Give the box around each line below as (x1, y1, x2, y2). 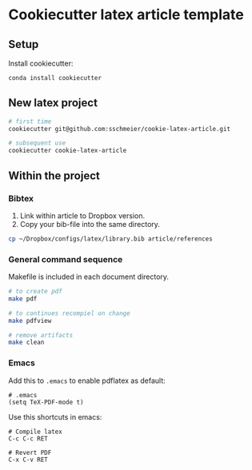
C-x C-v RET (8, 456, 48, 464)
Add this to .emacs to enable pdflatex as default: (8, 376, 166, 385)
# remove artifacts (8, 331, 74, 339)
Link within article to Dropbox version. (19, 210, 146, 221)
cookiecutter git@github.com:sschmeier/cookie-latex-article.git (8, 125, 230, 133)
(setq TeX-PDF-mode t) (8, 398, 84, 406)
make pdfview (8, 317, 52, 325)
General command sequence (8, 253, 123, 265)
